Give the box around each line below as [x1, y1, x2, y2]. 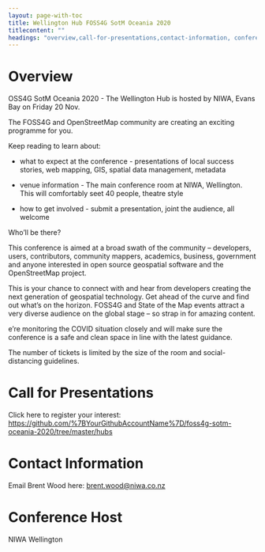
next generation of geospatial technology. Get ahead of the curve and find [8, 292, 250, 301]
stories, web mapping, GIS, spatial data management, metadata [19, 165, 226, 175]
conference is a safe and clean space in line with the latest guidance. [8, 333, 233, 342]
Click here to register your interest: [8, 410, 121, 420]
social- [203, 348, 226, 357]
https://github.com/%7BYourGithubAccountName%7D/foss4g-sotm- [8, 418, 232, 428]
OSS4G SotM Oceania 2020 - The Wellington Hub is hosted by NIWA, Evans [8, 94, 256, 104]
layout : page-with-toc [8, 11, 83, 20]
